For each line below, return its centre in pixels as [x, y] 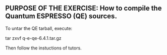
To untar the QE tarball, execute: [39, 28]
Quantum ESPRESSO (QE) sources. [61, 16]
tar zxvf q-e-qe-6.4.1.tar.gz [33, 38]
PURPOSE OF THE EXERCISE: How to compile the [83, 8]
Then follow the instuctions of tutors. [43, 48]
